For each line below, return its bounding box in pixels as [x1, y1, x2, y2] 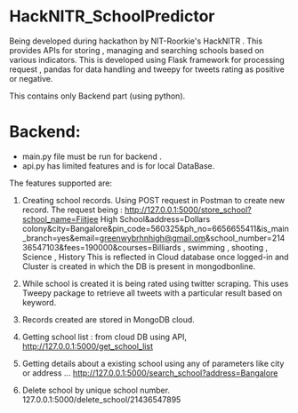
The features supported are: [9, 178, 113, 188]
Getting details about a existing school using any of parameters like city [21, 358, 285, 369]
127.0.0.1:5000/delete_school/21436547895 [21, 393, 181, 405]
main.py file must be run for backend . [21, 151, 162, 162]
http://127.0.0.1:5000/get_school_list [21, 340, 154, 352]
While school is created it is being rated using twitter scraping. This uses [21, 278, 289, 289]
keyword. [21, 297, 57, 307]
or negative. [9, 73, 53, 83]
